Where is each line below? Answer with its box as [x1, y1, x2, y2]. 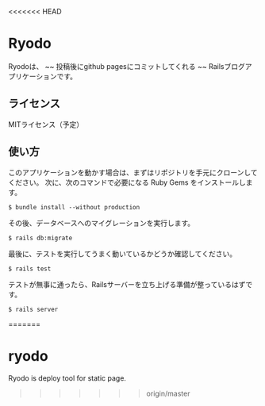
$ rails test [8, 265, 52, 273]
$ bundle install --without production [8, 203, 140, 211]
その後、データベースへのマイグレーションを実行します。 [8, 218, 195, 228]
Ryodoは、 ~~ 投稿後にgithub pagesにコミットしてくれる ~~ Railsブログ [8, 61, 246, 71]
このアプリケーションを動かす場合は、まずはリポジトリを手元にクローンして [8, 167, 258, 177]
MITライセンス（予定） [8, 119, 84, 129]
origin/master [146, 389, 190, 398]
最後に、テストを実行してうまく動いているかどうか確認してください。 [8, 249, 236, 259]
